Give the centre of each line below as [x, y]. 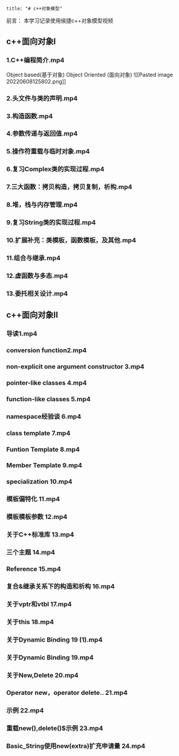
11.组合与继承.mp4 [34, 258]
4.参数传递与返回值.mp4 [42, 134]
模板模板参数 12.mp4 [37, 517]
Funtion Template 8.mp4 [43, 449]
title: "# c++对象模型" [34, 8]
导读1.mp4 [22, 334]
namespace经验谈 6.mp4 [44, 416]
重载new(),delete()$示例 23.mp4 [55, 728]
